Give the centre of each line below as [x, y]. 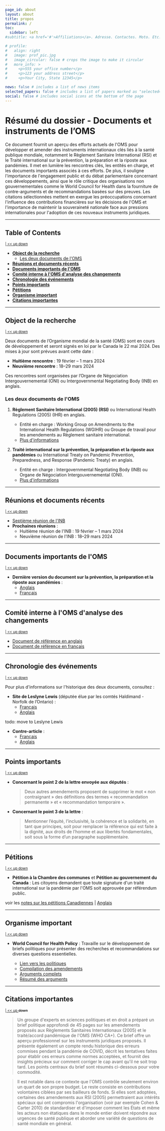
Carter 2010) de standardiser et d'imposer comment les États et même [88, 1108]
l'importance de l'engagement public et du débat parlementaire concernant [81, 176]
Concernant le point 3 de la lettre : [48, 812]
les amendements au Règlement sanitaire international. [75, 435]
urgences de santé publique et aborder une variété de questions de [85, 1118]
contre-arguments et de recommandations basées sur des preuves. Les [78, 192]
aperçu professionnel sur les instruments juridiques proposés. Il [82, 1040]
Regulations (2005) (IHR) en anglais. [49, 415]
